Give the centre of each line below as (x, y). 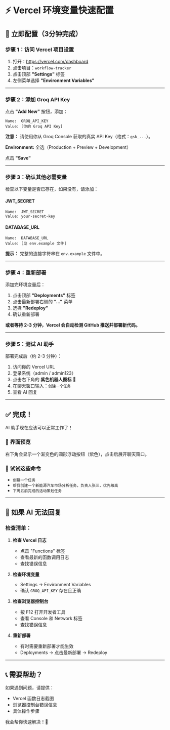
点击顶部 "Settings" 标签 (38, 74)
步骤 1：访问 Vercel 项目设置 (40, 50)
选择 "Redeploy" (30, 308)
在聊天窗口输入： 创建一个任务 (42, 386)
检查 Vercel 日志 (30, 540)
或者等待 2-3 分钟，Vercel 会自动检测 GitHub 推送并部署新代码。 (73, 325)
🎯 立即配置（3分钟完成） (44, 34)
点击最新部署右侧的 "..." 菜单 (42, 302)
